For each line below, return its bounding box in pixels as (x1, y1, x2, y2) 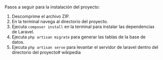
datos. (11, 39, 25, 45)
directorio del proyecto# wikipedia (11, 49, 81, 55)
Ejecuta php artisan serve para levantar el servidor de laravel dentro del (11, 45, 159, 50)
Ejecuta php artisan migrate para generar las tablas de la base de (11, 34, 146, 40)
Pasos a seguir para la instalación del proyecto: (4, 4, 100, 10)
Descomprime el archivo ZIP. (11, 14, 70, 19)
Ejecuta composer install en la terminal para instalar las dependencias (11, 24, 155, 30)
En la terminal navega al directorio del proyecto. (11, 19, 108, 24)
